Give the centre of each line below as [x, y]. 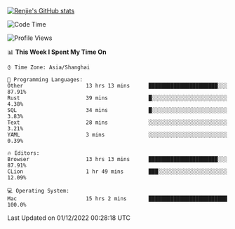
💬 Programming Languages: [45, 80]
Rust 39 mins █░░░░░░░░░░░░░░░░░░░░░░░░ [117, 98]
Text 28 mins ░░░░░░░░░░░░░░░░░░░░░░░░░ [117, 123]
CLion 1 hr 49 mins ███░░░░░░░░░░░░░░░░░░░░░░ [117, 172]
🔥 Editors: [23, 153]
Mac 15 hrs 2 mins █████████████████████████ [117, 199]
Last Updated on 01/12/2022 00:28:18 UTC [69, 218]
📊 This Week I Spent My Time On [57, 52]
